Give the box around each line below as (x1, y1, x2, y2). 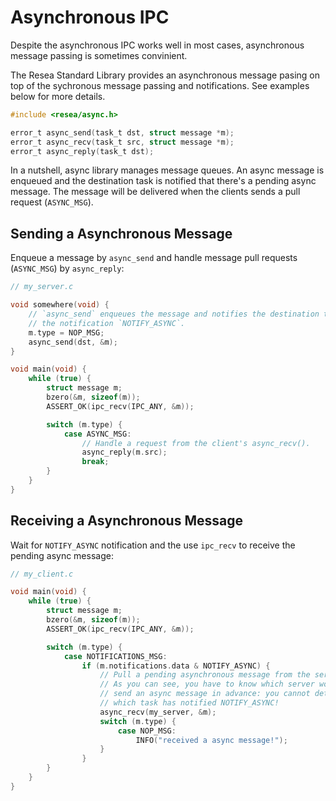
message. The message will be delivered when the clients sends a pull (10, 186, 301, 198)
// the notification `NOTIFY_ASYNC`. (28, 318, 186, 328)
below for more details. (10, 90, 106, 102)
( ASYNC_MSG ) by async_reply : (10, 262, 125, 275)
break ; (81, 457, 110, 467)
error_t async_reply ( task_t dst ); (10, 146, 155, 156)
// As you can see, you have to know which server (99, 679, 315, 690)
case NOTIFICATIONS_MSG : (63, 651, 168, 661)
